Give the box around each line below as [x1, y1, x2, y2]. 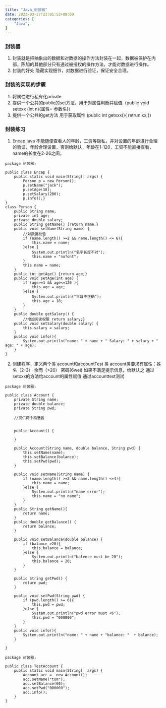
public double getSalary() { [14, 312, 74, 317]
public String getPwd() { [14, 576, 68, 581]
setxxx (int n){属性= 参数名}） [12, 106, 73, 112]
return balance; [23, 524, 56, 529]
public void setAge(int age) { [14, 276, 79, 281]
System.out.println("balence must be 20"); [31, 554, 123, 560]
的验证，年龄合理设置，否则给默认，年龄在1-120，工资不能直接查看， [12, 144, 154, 150]
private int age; [14, 213, 50, 218]
